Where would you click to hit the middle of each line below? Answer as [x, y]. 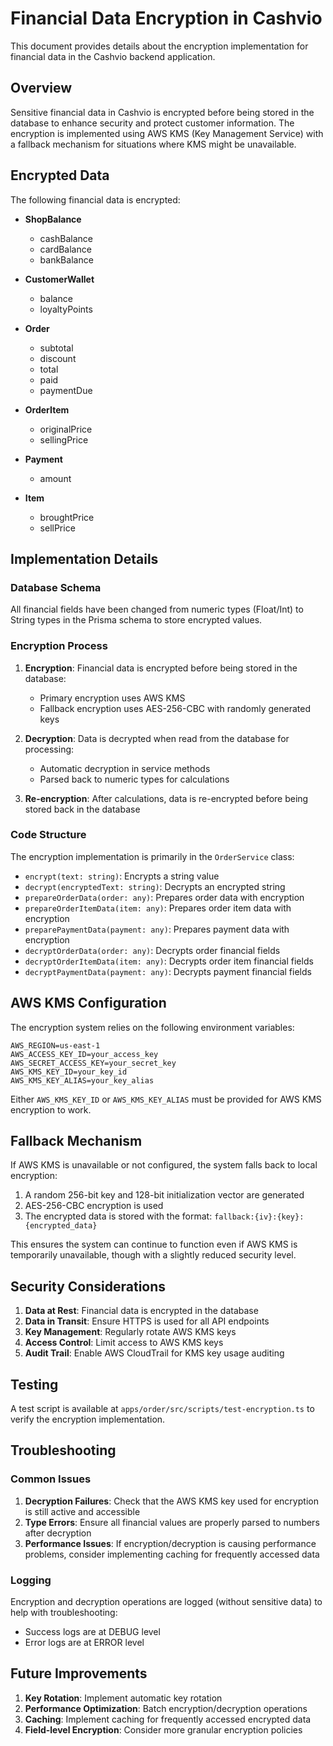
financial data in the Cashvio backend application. [113, 56]
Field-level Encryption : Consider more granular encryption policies [163, 1729]
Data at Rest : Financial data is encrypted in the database [141, 1311]
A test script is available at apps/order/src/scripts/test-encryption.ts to [162, 1409]
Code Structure [48, 835]
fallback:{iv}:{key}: [259, 1217]
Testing [34, 1384]
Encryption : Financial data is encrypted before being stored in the [161, 668]
